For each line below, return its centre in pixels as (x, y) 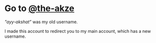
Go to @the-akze (40, 8)
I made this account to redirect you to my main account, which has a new (78, 31)
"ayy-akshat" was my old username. (41, 22)
